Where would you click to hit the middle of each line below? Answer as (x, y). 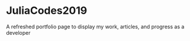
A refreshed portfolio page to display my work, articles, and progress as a (95, 27)
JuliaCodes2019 (46, 11)
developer (19, 32)
